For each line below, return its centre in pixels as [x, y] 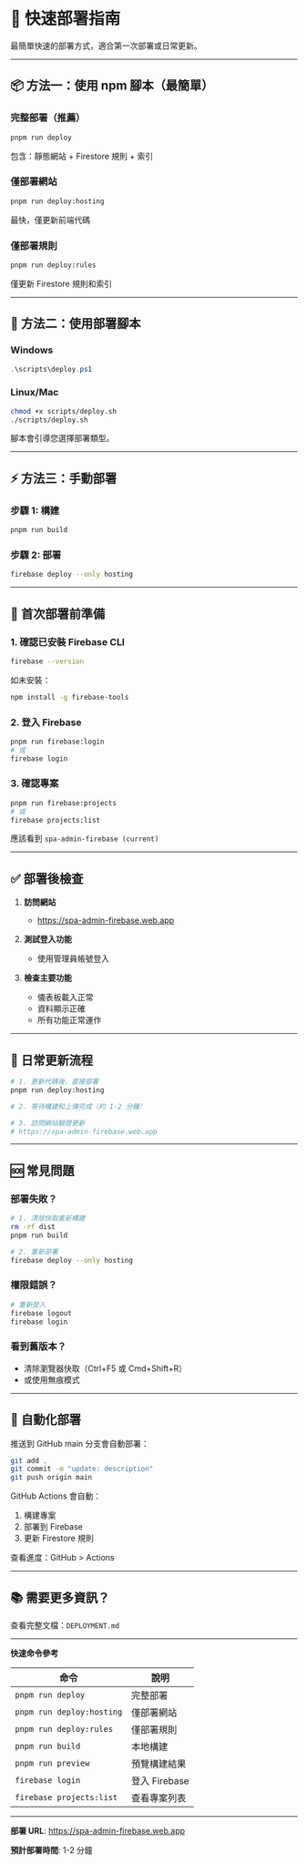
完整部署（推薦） [48, 118]
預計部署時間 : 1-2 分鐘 [52, 1850]
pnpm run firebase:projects [64, 803]
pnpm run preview [52, 1763]
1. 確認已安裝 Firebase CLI [68, 641]
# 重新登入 [28, 1305]
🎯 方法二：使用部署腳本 [76, 324]
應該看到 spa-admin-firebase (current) [85, 838]
